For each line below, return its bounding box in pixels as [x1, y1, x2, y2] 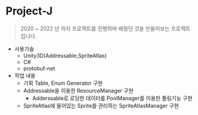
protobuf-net [23, 64, 55, 72]
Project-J [5, 4, 53, 18]
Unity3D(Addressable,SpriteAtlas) [23, 52, 107, 59]
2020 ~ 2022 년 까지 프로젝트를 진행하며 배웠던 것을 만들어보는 [20, 25, 170, 32]
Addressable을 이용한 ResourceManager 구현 [23, 87, 134, 94]
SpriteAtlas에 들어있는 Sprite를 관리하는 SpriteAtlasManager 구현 [23, 102, 179, 109]
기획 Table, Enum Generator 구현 [23, 79, 103, 87]
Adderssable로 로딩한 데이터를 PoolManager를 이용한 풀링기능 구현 [32, 95, 193, 102]
